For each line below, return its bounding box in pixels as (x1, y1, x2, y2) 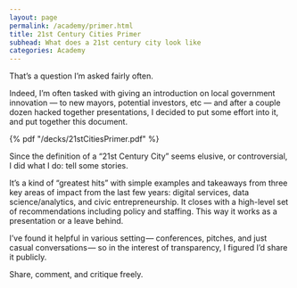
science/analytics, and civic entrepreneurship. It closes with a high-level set (9, 197, 289, 208)
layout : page (9, 12, 58, 22)
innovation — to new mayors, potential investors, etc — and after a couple (9, 97, 281, 108)
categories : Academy (9, 46, 87, 55)
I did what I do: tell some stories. (9, 160, 129, 171)
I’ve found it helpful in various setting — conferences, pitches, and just (9, 233, 268, 243)
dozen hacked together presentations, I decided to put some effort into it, (9, 107, 279, 118)
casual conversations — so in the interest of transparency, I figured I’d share (9, 243, 288, 253)
